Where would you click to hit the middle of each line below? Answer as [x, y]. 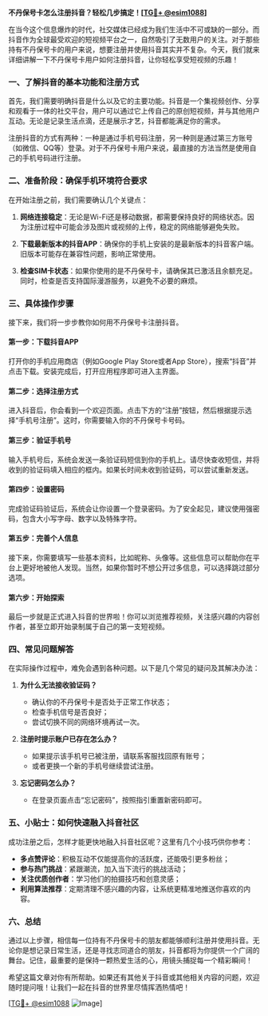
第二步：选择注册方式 [43, 391]
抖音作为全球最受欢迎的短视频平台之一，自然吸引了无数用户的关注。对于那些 [134, 40]
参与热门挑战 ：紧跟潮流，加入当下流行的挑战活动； [104, 869]
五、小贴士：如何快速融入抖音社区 [74, 823]
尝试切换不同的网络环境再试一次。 [88, 722]
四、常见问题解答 [41, 649]
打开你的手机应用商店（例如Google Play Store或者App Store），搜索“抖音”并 [132, 361]
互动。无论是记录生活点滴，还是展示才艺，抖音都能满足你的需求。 [116, 121]
